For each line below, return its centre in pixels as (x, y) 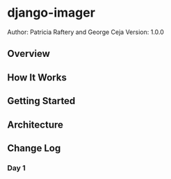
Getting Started (41, 101)
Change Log (34, 148)
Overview (29, 54)
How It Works (37, 77)
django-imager (51, 13)
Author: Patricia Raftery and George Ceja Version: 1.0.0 (86, 32)
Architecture (35, 125)
